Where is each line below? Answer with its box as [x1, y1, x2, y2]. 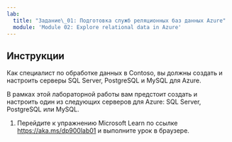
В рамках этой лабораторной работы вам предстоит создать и [6, 90, 198, 99]
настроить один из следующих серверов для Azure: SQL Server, [6, 97, 201, 106]
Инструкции [6, 50, 65, 62]
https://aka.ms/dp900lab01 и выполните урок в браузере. [16, 126, 189, 135]
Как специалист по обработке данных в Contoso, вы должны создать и [6, 69, 223, 77]
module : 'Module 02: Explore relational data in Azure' [13, 23, 182, 31]
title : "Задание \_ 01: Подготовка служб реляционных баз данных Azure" [13, 17, 226, 24]
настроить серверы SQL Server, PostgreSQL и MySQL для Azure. [6, 76, 201, 85]
